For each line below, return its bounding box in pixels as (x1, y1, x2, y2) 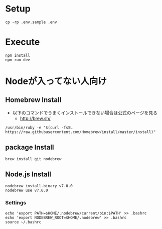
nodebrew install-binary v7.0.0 (5, 183, 73, 188)
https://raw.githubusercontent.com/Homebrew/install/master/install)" (5, 129, 156, 135)
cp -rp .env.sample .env (5, 20, 57, 25)
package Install (5, 143, 54, 152)
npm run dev (5, 57, 30, 62)
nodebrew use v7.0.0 (5, 188, 49, 193)
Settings (5, 199, 27, 206)
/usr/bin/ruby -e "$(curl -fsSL (5, 125, 73, 130)
